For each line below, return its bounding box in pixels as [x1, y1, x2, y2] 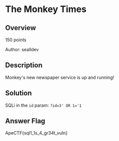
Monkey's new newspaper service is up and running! [5, 74, 114, 80]
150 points [5, 37, 26, 43]
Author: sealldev [5, 47, 39, 52]
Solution [5, 89, 32, 97]
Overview [5, 24, 36, 32]
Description [5, 61, 42, 70]
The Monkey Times [5, 4, 86, 15]
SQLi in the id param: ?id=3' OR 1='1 [5, 102, 81, 108]
